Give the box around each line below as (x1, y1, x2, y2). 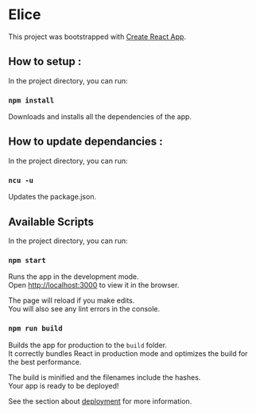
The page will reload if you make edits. (8, 296, 135, 305)
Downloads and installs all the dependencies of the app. (8, 112, 192, 122)
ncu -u (8, 176, 34, 184)
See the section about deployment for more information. (8, 396, 192, 406)
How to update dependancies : (8, 135, 163, 149)
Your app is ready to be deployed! (8, 381, 119, 390)
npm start (8, 256, 46, 265)
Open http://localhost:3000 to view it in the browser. (8, 281, 180, 290)
